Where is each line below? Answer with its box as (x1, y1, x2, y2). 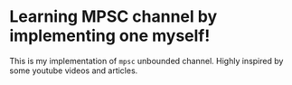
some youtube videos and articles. (9, 65, 138, 76)
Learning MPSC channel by (9, 6, 218, 27)
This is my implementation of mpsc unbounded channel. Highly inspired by (9, 55, 284, 66)
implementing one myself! (9, 25, 211, 46)
